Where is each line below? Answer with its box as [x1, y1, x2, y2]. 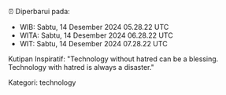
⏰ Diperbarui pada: [8, 7, 71, 16]
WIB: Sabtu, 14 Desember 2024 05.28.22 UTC [19, 23, 169, 31]
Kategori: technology [8, 78, 76, 87]
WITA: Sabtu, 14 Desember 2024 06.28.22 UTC [19, 31, 173, 40]
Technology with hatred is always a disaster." [8, 63, 155, 71]
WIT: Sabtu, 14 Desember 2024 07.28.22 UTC [19, 39, 168, 48]
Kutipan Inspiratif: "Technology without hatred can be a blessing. [8, 54, 219, 64]
